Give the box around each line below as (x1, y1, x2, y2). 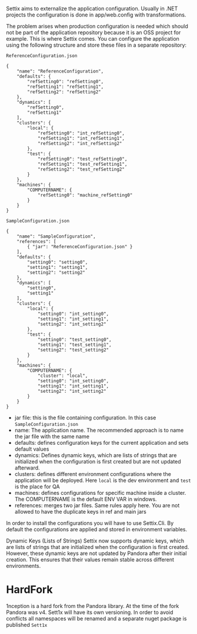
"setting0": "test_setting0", (37, 337, 112, 343)
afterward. (14, 464, 40, 471)
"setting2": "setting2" (27, 270, 85, 275)
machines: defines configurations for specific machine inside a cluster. (14, 490, 186, 496)
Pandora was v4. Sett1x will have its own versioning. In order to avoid (6, 609, 173, 616)
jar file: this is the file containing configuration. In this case (14, 414, 156, 421)
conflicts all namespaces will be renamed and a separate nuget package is (6, 615, 187, 622)
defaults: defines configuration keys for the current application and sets (14, 439, 189, 446)
